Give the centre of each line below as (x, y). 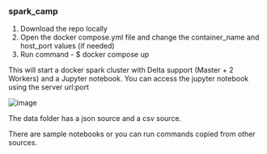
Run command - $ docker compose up (85, 55)
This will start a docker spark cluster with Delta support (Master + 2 (121, 70)
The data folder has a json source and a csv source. (95, 119)
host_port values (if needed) (67, 46)
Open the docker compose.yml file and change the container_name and (140, 37)
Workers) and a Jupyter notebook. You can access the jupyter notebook (129, 79)
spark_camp (33, 11)
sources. (23, 143)
